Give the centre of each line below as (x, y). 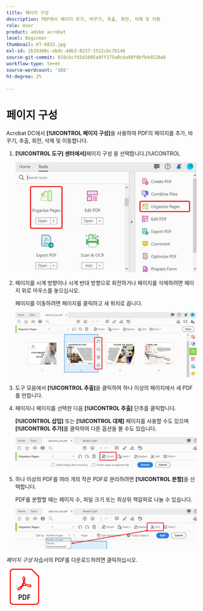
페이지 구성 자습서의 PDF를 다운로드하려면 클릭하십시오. (72, 560)
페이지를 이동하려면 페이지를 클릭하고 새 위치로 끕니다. (79, 303)
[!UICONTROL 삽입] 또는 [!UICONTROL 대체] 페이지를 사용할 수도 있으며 (102, 421)
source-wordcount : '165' (37, 70)
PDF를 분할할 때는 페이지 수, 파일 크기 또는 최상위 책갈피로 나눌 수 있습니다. (104, 499)
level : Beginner (27, 38)
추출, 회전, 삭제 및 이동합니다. (54, 141)
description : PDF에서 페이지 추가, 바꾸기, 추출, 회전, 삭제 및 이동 (84, 19)
